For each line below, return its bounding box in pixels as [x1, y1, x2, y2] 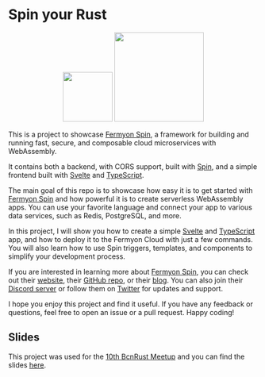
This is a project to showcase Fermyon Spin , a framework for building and [8, 129, 250, 139]
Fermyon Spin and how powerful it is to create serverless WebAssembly [8, 194, 244, 203]
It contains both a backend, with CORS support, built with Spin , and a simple [8, 161, 258, 171]
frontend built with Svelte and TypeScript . [8, 170, 144, 179]
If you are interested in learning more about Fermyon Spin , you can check [8, 267, 248, 276]
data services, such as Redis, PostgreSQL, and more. [8, 210, 182, 220]
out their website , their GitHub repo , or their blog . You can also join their [8, 275, 244, 285]
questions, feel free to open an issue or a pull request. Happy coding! [8, 307, 235, 317]
